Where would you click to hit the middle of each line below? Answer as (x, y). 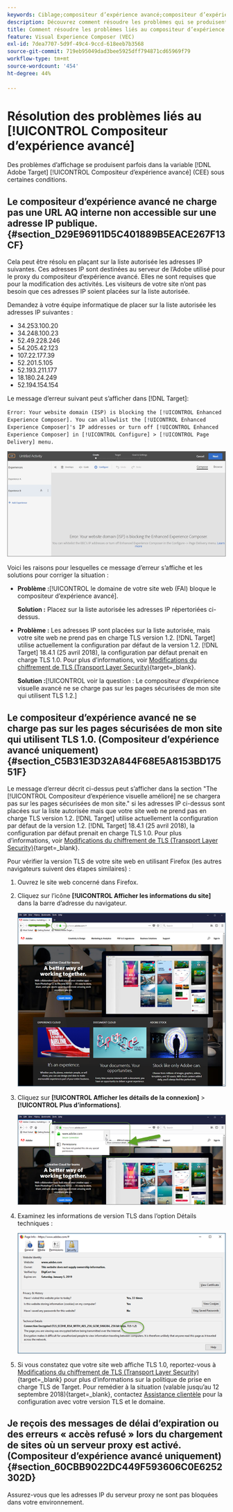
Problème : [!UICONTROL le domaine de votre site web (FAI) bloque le (116, 589)
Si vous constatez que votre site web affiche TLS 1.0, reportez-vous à (116, 1364)
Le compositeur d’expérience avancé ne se (102, 717)
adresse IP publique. (52, 223)
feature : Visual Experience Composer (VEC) (71, 37)
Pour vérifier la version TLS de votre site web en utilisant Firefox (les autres (114, 861)
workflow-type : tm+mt (38, 59)
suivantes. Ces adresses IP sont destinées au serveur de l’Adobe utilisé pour (116, 269)
